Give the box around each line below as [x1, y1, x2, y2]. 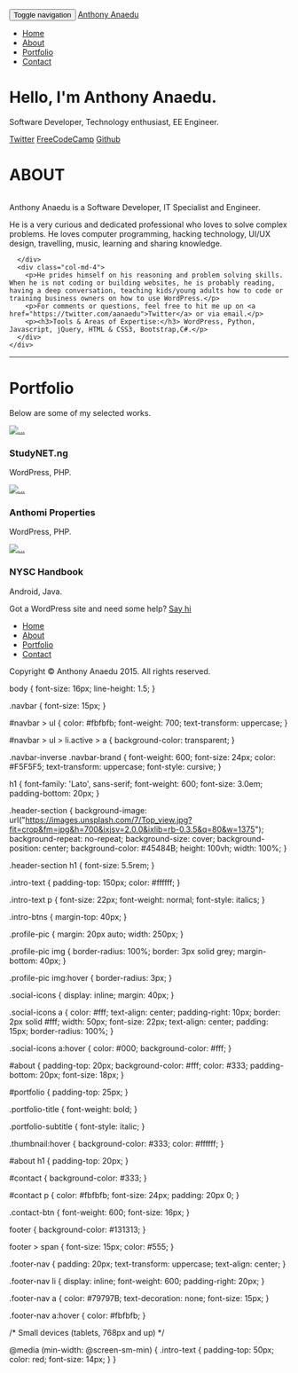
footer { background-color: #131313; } [9, 1224, 146, 1235]
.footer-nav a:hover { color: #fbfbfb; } [9, 1310, 146, 1321]
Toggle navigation [13, 11, 72, 20]
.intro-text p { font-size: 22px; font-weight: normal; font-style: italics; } [9, 894, 266, 905]
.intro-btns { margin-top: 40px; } [9, 911, 127, 922]
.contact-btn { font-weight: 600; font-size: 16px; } [9, 1206, 191, 1218]
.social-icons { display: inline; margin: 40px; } [9, 989, 175, 1000]
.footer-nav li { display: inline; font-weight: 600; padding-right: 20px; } [9, 1275, 265, 1286]
